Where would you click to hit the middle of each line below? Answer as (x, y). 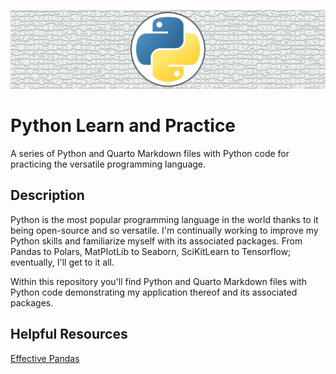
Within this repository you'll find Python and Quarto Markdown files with (158, 281)
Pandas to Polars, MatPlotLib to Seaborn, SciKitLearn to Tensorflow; (151, 251)
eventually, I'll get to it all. (62, 262)
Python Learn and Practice (123, 126)
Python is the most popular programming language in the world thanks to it (164, 219)
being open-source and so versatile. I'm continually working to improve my (164, 230)
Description (47, 195)
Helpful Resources (69, 334)
